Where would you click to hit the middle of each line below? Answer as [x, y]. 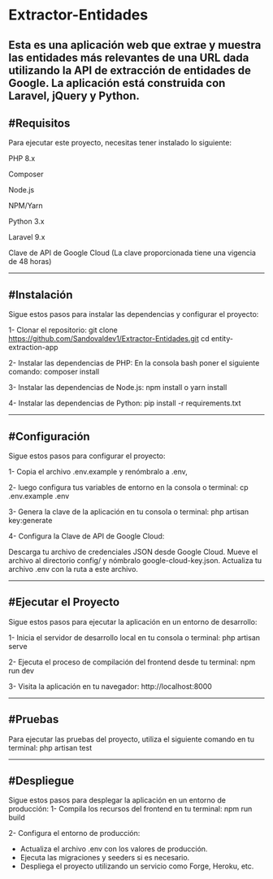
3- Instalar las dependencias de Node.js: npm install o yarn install [118, 388]
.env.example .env [39, 496]
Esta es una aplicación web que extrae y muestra [135, 45]
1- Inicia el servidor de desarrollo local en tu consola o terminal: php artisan [134, 637]
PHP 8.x [22, 158]
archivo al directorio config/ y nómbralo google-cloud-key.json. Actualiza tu [135, 561]
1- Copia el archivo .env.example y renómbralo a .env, [98, 472]
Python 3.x [26, 222]
